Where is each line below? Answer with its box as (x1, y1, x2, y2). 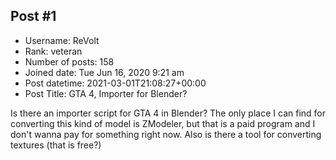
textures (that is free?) (10, 139, 102, 151)
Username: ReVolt (24, 34, 100, 46)
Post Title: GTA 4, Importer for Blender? (24, 87, 188, 99)
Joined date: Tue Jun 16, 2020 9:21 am (24, 66, 185, 78)
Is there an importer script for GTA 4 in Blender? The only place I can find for (10, 107, 326, 119)
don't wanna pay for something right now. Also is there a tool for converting (10, 128, 322, 140)
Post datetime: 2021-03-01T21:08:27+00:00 (24, 77, 207, 89)
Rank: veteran (24, 45, 83, 57)
